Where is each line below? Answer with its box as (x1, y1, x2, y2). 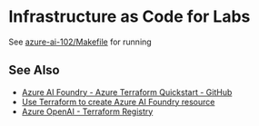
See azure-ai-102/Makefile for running (8, 36, 152, 47)
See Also (8, 63, 60, 78)
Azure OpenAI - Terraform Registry (21, 106, 154, 117)
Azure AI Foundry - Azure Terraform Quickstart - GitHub (21, 86, 233, 97)
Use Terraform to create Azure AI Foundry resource (21, 96, 215, 107)
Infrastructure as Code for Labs (8, 6, 251, 27)
